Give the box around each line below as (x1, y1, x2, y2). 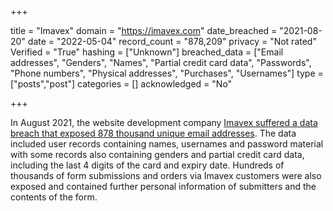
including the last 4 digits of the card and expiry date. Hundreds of (10, 159, 285, 171)
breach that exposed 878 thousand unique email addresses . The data (10, 127, 297, 139)
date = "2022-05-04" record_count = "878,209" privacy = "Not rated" (27, 36, 317, 47)
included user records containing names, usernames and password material (10, 138, 324, 150)
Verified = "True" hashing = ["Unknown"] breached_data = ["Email (10, 46, 284, 58)
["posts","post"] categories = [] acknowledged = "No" (10, 78, 233, 90)
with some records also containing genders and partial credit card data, (10, 149, 305, 160)
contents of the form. (10, 191, 98, 203)
